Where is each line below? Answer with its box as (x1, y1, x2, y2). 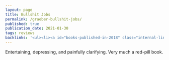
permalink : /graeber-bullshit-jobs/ (5, 16, 82, 21)
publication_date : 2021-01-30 (5, 26, 69, 31)
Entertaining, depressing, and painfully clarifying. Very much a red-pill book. (5, 48, 163, 55)
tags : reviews (5, 30, 35, 35)
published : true (5, 21, 39, 26)
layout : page (5, 7, 33, 12)
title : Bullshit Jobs (5, 12, 51, 17)
